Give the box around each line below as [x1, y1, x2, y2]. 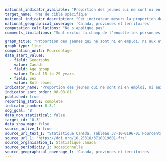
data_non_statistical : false [5, 113, 65, 118]
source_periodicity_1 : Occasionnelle [5, 145, 83, 150]
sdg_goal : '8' [5, 108, 35, 113]
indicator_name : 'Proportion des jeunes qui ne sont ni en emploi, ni [5, 85, 154, 90]
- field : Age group [9, 67, 50, 72]
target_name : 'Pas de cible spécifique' [5, 12, 90, 17]
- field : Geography [9, 57, 50, 62]
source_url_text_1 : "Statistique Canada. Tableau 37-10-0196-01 [5, 131, 140, 136]
